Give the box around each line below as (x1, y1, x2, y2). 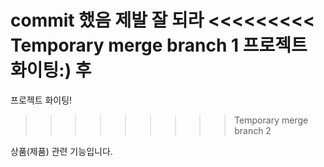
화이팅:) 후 (10, 59, 92, 82)
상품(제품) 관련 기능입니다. (10, 145, 113, 157)
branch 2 (234, 124, 272, 136)
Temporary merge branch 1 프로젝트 (10, 34, 308, 57)
